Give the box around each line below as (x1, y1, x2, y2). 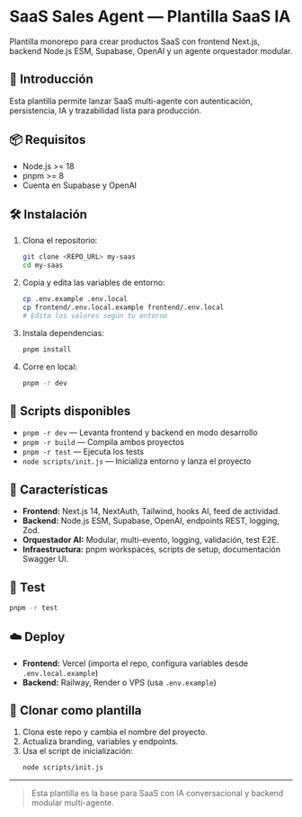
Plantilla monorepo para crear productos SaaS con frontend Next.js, (9, 36, 261, 47)
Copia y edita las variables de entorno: (22, 277, 166, 289)
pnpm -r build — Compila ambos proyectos (22, 437, 184, 448)
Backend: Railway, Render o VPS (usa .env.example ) (22, 677, 218, 688)
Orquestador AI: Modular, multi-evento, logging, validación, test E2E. (22, 535, 280, 546)
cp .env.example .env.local (22, 295, 128, 304)
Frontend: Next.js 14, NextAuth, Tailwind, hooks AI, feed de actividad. (22, 506, 280, 517)
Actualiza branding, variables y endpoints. (22, 736, 179, 747)
